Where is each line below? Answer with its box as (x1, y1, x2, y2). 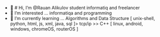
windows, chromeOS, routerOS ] (10, 26, 78, 32)
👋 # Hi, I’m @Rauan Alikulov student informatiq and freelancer (10, 5, 140, 10)
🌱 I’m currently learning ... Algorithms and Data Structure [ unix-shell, (10, 15, 155, 21)
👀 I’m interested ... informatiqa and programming (10, 10, 112, 16)
